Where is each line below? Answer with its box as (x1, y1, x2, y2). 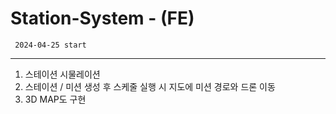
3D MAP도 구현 (24, 93, 87, 105)
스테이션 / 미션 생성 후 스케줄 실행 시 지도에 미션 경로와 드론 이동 (24, 80, 276, 92)
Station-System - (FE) (10, 7, 195, 30)
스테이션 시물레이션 (24, 68, 101, 80)
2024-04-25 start (14, 40, 87, 50)
